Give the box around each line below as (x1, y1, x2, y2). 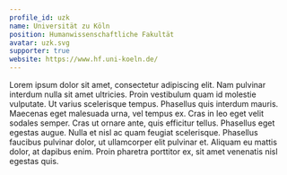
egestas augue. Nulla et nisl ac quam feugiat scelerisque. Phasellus (9, 127, 258, 137)
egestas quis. (9, 156, 59, 166)
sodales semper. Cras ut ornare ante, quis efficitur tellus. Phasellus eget (9, 118, 275, 128)
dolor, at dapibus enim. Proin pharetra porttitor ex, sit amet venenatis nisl (9, 146, 278, 157)
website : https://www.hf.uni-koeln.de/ (9, 55, 159, 64)
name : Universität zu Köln (9, 22, 110, 31)
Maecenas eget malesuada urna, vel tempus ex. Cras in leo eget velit (9, 109, 265, 118)
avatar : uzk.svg (9, 38, 70, 48)
